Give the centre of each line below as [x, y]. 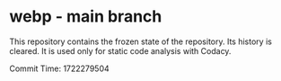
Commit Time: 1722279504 [59, 68]
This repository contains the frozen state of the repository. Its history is [140, 41]
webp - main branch [86, 17]
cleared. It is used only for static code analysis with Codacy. [120, 50]
